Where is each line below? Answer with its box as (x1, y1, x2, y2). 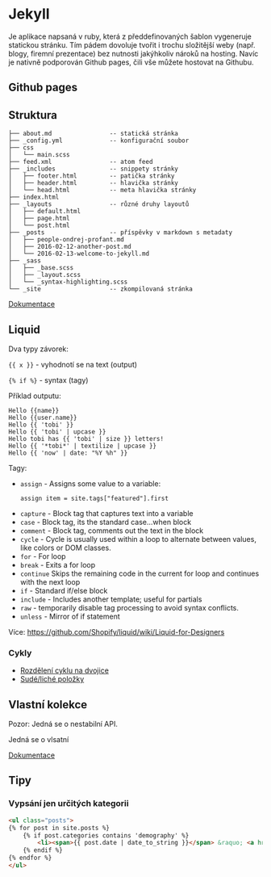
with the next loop (19, 577, 81, 586)
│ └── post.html (8, 221, 70, 230)
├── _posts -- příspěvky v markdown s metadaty (8, 229, 232, 237)
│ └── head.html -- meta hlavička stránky (8, 187, 197, 195)
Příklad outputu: (8, 391, 62, 401)
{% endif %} (23, 846, 63, 854)
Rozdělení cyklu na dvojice (19, 665, 109, 675)
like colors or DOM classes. (19, 543, 111, 552)
